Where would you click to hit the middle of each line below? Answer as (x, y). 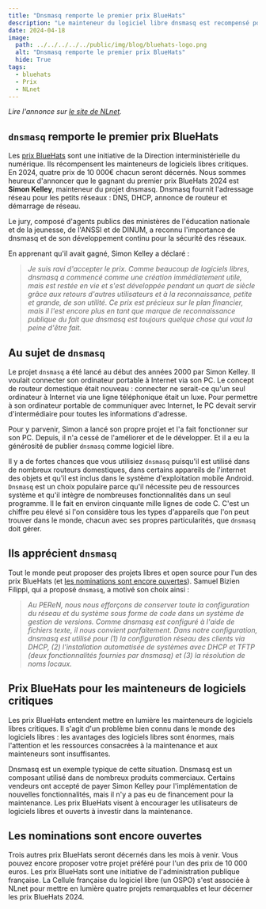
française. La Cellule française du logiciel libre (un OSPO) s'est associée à (129, 880)
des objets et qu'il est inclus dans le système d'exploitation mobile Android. (131, 478)
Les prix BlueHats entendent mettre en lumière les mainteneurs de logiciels (131, 720)
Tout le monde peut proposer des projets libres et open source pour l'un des (133, 572)
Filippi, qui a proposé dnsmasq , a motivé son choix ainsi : (99, 589)
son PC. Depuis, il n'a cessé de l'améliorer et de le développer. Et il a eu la (129, 437)
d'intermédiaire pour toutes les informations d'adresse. (98, 414)
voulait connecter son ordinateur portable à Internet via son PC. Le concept (131, 380)
